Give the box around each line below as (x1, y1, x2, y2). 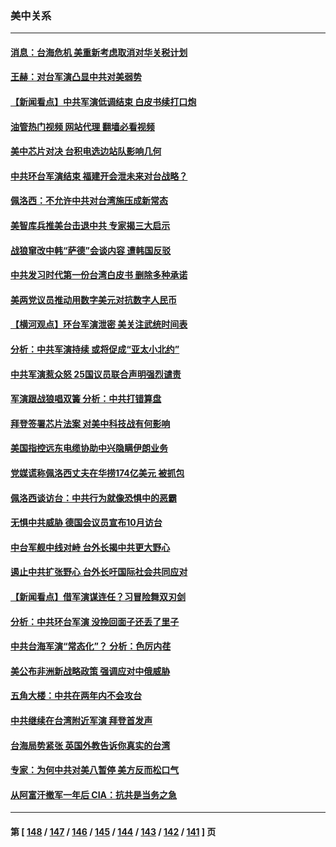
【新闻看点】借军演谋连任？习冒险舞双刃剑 (10, 590, 186, 602)
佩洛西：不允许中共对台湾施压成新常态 (10, 195, 168, 207)
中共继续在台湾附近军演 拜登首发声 (10, 714, 153, 726)
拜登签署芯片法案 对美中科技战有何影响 (10, 417, 171, 429)
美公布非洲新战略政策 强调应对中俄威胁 (10, 665, 171, 677)
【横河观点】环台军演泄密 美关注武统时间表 (10, 318, 188, 331)
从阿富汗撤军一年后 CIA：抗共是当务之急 (10, 788, 178, 801)
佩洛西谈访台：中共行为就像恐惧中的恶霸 (10, 492, 177, 504)
